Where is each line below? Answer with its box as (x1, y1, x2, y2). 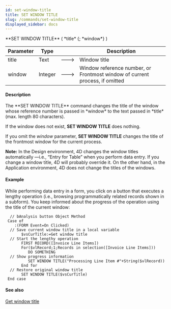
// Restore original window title (10, 267, 83, 272)
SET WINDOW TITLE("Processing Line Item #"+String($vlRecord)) (27, 258, 165, 264)
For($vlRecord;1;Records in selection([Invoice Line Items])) (21, 245, 156, 250)
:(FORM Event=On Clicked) (14, 222, 70, 228)
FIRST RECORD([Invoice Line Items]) (21, 240, 99, 246)
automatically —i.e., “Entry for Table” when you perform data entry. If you (5, 154, 159, 160)
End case (7, 276, 26, 282)
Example (5, 177, 24, 183)
